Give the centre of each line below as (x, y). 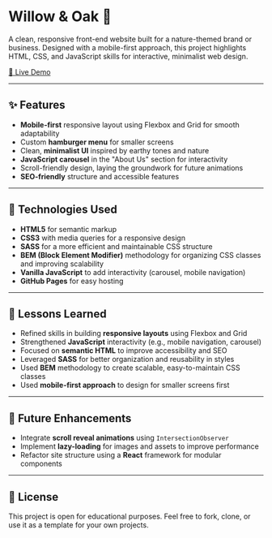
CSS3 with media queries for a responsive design (103, 238)
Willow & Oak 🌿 (60, 17)
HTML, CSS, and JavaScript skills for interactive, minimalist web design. (128, 56)
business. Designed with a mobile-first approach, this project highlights (127, 47)
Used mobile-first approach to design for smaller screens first (125, 385)
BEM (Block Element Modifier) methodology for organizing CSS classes (140, 255)
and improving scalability (62, 264)
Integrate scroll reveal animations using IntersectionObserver (124, 438)
